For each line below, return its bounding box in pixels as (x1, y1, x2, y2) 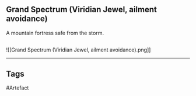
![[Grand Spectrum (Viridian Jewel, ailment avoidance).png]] (6, 46, 151, 53)
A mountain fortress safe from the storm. (6, 29, 104, 36)
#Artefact (6, 84, 29, 91)
